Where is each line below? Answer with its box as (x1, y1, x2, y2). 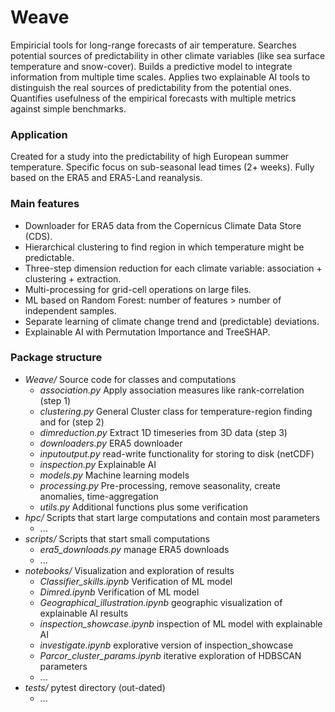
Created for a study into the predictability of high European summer (10, 151, 290, 163)
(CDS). (24, 230, 53, 242)
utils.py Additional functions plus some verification (39, 501, 248, 513)
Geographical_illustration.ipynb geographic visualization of (39, 596, 283, 608)
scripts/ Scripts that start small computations (24, 532, 210, 545)
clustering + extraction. (24, 272, 122, 285)
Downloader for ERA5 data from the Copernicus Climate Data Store (24, 219, 302, 231)
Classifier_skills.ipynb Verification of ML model (39, 575, 233, 587)
